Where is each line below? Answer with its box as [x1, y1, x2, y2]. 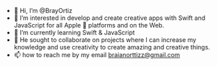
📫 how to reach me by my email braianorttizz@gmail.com [13, 51, 180, 58]
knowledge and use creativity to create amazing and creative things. [13, 43, 211, 51]
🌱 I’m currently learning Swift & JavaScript [13, 28, 136, 36]
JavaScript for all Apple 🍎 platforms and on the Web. [13, 21, 165, 29]
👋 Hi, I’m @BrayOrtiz [13, 7, 73, 14]
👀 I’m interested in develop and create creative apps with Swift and [13, 14, 206, 22]
